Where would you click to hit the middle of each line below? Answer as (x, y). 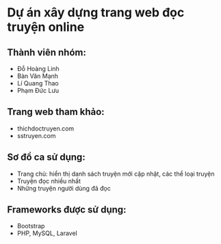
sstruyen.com (36, 135)
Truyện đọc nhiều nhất (49, 181)
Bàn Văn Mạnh (38, 76)
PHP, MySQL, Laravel (47, 233)
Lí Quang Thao (38, 83)
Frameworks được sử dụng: (67, 210)
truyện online (46, 27)
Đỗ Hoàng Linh (38, 69)
